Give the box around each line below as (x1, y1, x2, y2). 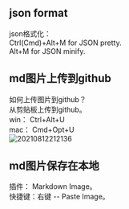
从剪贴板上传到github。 (9, 104, 87, 114)
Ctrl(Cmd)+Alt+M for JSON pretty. (9, 38, 123, 47)
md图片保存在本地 (9, 159, 99, 173)
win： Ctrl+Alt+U (9, 114, 65, 124)
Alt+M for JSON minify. (9, 46, 86, 55)
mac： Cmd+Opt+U (9, 125, 75, 134)
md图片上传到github (9, 72, 111, 85)
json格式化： (9, 28, 51, 39)
